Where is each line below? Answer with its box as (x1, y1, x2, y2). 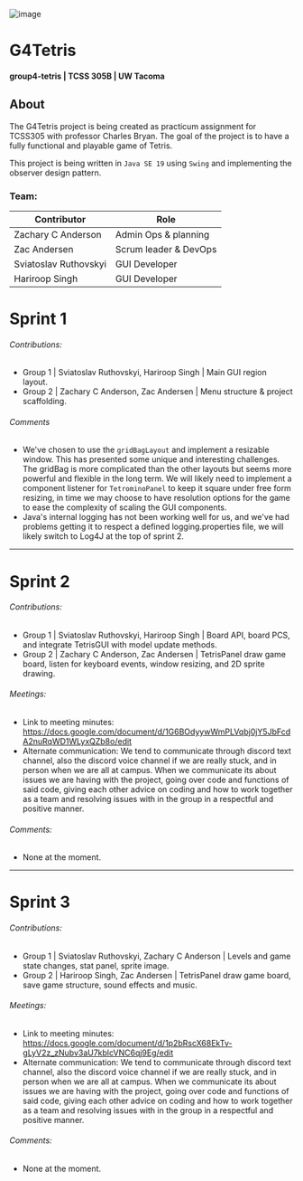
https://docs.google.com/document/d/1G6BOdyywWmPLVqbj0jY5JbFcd (22, 726, 291, 737)
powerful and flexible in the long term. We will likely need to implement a (22, 473, 292, 484)
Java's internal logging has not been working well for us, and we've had (22, 512, 290, 523)
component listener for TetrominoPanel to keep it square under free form (22, 483, 291, 494)
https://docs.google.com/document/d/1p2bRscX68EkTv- (22, 1037, 233, 1048)
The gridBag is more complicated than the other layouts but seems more (22, 464, 292, 475)
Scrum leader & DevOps (115, 242, 217, 255)
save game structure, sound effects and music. (22, 979, 198, 990)
